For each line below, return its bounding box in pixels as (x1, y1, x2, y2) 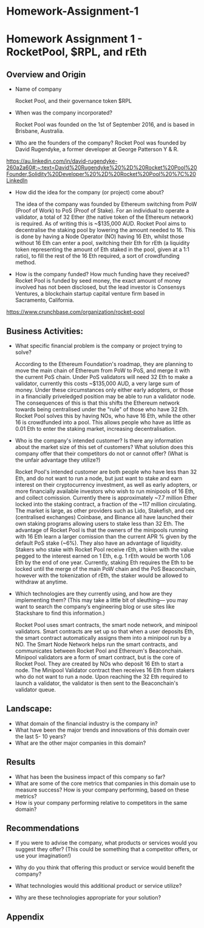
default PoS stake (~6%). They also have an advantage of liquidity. (15, 539, 183, 547)
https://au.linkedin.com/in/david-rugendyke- (6, 157, 118, 165)
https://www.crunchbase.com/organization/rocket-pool (6, 308, 145, 316)
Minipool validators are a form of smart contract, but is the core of (15, 654, 181, 661)
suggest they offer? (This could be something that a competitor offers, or (15, 846, 198, 853)
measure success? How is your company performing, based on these (15, 786, 189, 793)
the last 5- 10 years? (15, 732, 66, 740)
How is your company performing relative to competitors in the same (15, 799, 188, 806)
